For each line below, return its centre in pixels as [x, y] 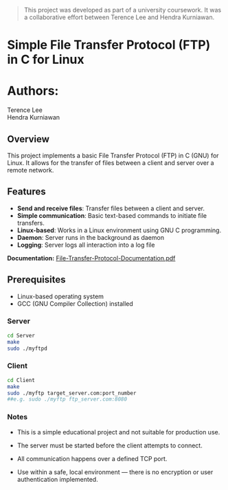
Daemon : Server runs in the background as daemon [91, 237]
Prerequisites [36, 280]
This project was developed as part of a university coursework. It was [123, 10]
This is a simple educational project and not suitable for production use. [118, 432]
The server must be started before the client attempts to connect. [110, 445]
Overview [28, 139]
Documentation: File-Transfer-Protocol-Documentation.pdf [91, 258]
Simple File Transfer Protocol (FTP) [109, 45]
